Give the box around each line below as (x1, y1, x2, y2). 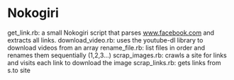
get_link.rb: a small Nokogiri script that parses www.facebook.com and (7, 28, 215, 37)
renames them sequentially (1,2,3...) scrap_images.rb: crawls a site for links (7, 51, 227, 59)
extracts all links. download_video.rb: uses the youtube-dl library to (7, 35, 204, 44)
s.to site (7, 66, 30, 74)
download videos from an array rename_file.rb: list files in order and (7, 43, 206, 52)
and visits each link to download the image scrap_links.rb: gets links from (7, 58, 221, 67)
